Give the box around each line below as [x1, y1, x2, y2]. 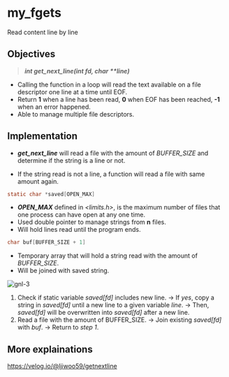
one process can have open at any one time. [17, 211, 145, 219]
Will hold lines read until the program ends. [17, 226, 141, 234]
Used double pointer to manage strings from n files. [17, 218, 166, 226]
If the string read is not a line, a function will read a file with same [17, 170, 205, 178]
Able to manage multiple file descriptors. [17, 110, 135, 118]
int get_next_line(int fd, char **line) [24, 66, 131, 75]
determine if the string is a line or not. [17, 156, 126, 165]
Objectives [7, 48, 56, 60]
